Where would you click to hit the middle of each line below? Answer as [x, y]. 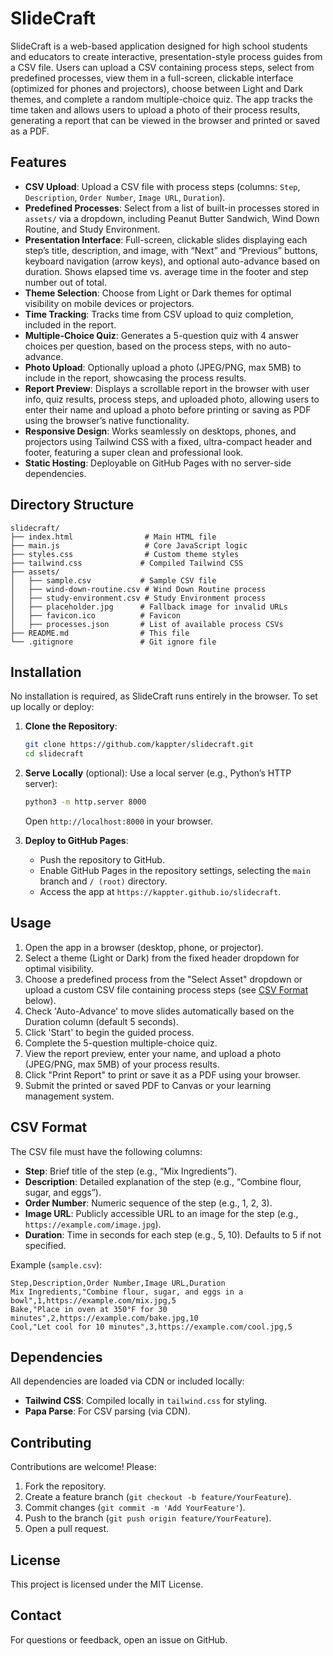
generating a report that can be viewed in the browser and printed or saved [165, 120]
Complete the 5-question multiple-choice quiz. [121, 1043]
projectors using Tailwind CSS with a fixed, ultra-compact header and [168, 441]
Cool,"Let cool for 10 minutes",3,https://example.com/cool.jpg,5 [151, 1327]
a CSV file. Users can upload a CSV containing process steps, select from [162, 67]
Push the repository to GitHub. [102, 860]
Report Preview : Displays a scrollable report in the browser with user [167, 388]
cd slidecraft [54, 754]
